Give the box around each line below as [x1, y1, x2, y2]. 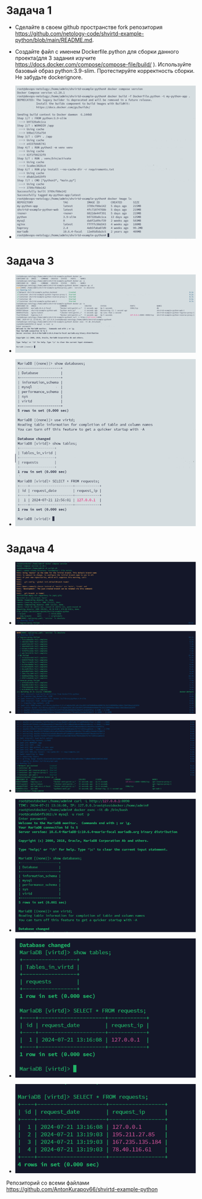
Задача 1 [6, 4, 52, 17]
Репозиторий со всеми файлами [6, 1179, 90, 1186]
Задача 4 [6, 542, 55, 556]
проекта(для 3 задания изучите [14, 54, 96, 61]
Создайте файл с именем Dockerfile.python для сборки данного [14, 48, 179, 55]
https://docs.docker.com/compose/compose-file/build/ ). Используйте [14, 61, 191, 68]
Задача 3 [6, 254, 54, 268]
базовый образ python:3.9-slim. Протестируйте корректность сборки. [14, 67, 195, 74]
